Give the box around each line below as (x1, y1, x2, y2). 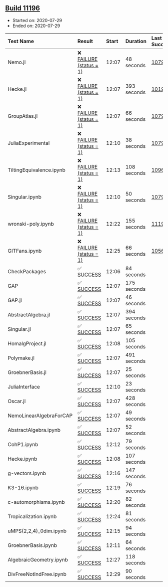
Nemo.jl (7, 59, 26, 66)
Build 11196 (5, 4, 40, 13)
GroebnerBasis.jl (7, 368, 46, 375)
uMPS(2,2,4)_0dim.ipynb (7, 527, 66, 534)
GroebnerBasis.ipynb (7, 541, 57, 548)
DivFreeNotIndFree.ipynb (7, 570, 66, 577)
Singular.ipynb (7, 193, 41, 200)
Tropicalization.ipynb (7, 513, 57, 520)
